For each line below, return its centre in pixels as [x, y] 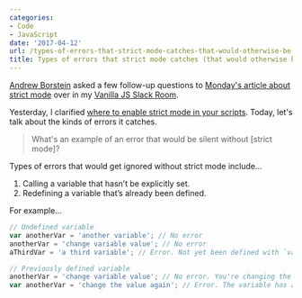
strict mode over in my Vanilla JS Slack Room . [94, 95]
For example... [36, 211]
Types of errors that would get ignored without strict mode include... [136, 166]
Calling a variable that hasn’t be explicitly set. [106, 184]
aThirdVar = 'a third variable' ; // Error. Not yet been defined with [144, 252]
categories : [31, 18]
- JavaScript [34, 34]
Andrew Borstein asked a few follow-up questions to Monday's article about [150, 85]
